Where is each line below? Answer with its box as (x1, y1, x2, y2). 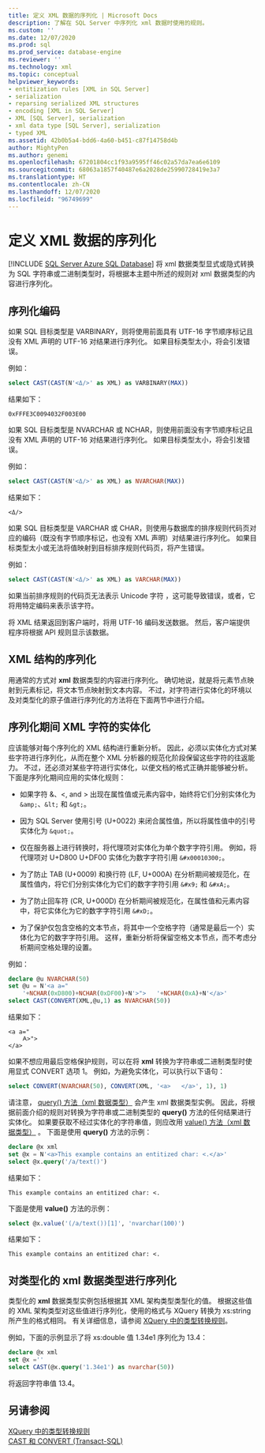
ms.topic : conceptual (8, 70, 80, 78)
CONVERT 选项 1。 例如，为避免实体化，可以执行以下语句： (30, 1067, 226, 1075)
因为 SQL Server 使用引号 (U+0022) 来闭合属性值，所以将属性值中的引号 (19, 815, 256, 826)
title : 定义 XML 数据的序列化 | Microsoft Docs (8, 11, 158, 20)
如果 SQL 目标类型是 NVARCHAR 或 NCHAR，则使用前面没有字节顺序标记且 (8, 425, 254, 435)
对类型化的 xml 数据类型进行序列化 (8, 1274, 177, 1287)
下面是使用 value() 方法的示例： (8, 1203, 112, 1213)
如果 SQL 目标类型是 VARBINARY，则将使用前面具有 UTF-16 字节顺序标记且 (8, 327, 254, 337)
